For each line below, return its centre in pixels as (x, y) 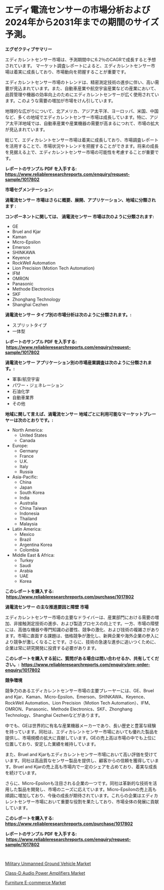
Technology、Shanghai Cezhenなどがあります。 (54, 715)
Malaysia (28, 524)
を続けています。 (22, 773)
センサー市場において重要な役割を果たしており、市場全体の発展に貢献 (88, 801)
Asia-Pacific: (25, 477)
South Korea (32, 492)
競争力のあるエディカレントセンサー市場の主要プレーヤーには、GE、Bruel (80, 690)
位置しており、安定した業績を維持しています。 (52, 744)
